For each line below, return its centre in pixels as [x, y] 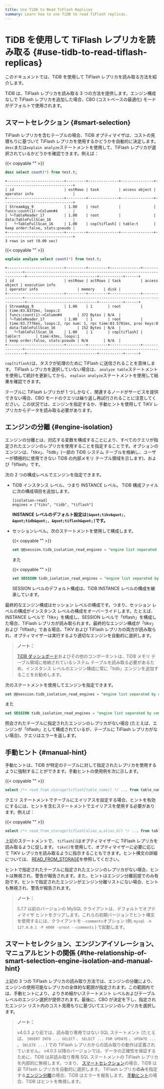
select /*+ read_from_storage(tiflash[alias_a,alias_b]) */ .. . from [77, 831]
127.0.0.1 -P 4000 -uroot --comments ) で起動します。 [72, 927]
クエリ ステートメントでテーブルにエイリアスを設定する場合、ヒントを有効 [81, 800]
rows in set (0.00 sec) [33, 241]
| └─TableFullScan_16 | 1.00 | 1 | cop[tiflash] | [74, 332]
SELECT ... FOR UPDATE [105, 1039]
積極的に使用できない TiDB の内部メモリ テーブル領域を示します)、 [81, 458]
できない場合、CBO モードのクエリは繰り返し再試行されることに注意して [79, 398]
